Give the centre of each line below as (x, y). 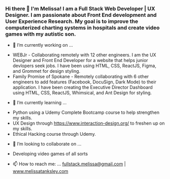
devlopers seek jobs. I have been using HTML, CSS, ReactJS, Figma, (84, 66)
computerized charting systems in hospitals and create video (82, 27)
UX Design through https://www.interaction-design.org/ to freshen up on (89, 123)
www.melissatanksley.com (40, 171)
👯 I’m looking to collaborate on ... (47, 144)
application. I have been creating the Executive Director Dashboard (83, 87)
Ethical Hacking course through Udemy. (54, 134)
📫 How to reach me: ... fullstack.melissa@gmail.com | (69, 164)
